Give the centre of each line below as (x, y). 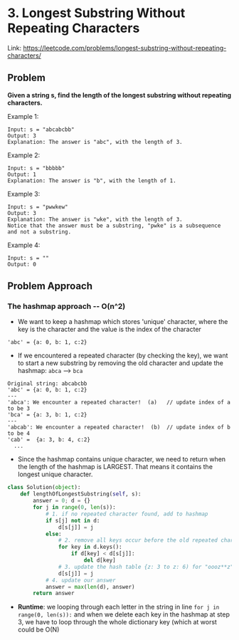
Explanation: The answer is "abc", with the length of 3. (95, 142)
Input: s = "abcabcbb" (41, 130)
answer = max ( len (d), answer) (90, 587)
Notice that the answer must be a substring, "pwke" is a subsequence (114, 226)
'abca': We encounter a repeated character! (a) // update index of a (119, 403)
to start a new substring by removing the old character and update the (121, 363)
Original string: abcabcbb (47, 384)
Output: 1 (22, 174)
